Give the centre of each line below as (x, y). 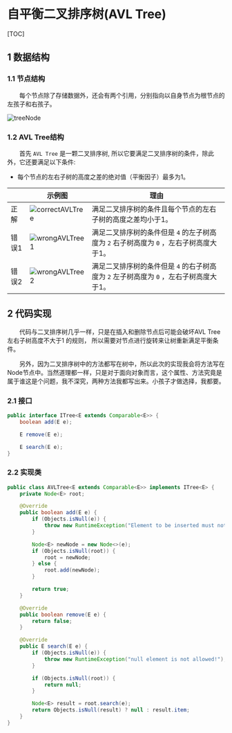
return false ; (52, 621)
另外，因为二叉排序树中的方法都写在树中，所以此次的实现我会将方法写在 (122, 364)
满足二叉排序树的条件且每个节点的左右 (154, 209)
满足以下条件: (56, 162)
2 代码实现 (29, 313)
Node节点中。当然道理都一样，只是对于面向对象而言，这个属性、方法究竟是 (115, 372)
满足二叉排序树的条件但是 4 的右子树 (151, 266)
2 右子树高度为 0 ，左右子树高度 (159, 242)
